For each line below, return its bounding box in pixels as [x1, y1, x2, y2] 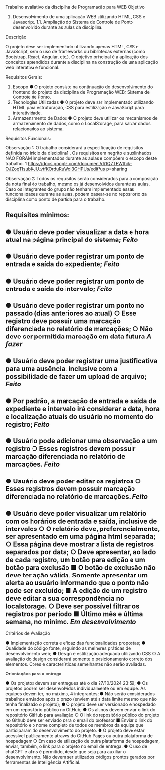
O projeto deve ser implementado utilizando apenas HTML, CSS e [5, 44, 139, 49]
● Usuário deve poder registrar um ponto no [5, 301, 144, 310]
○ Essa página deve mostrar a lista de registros [5, 540, 154, 548]
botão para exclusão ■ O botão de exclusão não [5, 563, 156, 572]
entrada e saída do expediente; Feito [5, 260, 120, 269]
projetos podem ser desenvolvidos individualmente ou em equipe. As [5, 685, 146, 692]
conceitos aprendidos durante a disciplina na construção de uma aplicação [5, 59, 158, 65]
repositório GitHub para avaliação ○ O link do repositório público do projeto [5, 712, 160, 718]
